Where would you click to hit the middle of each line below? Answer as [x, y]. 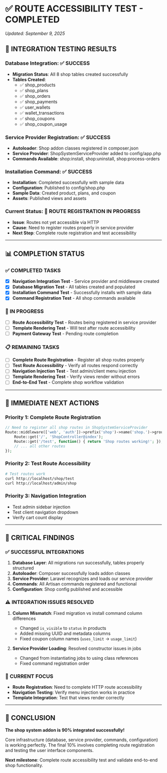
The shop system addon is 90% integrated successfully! [65, 730]
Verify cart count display [38, 517]
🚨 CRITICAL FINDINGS [40, 538]
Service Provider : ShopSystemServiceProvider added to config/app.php [87, 153]
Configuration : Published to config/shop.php [59, 188]
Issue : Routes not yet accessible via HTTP [56, 222]
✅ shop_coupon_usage [43, 124]
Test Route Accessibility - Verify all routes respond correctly [75, 366]
